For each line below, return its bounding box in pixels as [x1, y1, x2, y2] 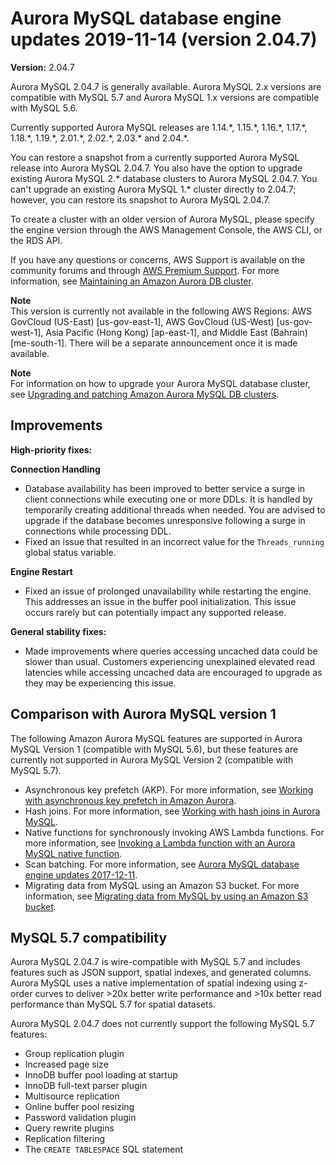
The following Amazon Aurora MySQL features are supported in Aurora [10, 732, 303, 744]
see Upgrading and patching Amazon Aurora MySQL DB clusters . [10, 388, 280, 400]
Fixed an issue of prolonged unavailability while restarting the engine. [24, 585, 312, 597]
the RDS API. [10, 234, 63, 246]
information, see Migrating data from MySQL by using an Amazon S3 [24, 890, 309, 902]
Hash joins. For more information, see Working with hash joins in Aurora [24, 805, 321, 817]
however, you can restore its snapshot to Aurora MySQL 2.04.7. [10, 193, 271, 206]
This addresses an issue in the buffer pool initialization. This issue [24, 595, 297, 607]
